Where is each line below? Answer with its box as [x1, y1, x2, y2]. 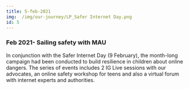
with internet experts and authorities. [6, 76, 95, 83]
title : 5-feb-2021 [6, 8, 51, 15]
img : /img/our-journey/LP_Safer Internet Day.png [6, 14, 132, 20]
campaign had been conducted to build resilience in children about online [6, 58, 183, 65]
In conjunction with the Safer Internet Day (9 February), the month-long [6, 52, 178, 59]
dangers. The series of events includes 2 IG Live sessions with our [6, 64, 166, 71]
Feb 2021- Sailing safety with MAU [6, 38, 106, 47]
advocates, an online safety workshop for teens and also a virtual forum [6, 70, 180, 77]
